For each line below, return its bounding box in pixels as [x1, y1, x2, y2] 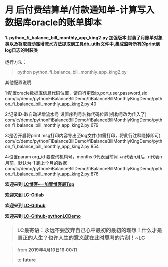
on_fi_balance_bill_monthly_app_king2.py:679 [5, 122, 99, 128]
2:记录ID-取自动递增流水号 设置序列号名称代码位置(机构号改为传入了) [5, 111, 147, 117]
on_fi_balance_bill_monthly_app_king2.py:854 [5, 143, 99, 150]
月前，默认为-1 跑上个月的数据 [5, 160, 67, 166]
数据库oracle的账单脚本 [5, 17, 102, 28]
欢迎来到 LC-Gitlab [5, 192, 44, 198]
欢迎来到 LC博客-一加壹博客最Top [5, 181, 75, 187]
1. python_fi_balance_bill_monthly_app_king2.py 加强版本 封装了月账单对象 [5, 34, 163, 40]
